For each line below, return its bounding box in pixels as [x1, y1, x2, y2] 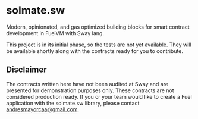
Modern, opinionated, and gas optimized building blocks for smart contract [6, 23, 190, 30]
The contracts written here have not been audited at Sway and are [6, 80, 168, 87]
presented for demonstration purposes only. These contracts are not [6, 87, 174, 94]
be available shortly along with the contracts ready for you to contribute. [6, 47, 183, 54]
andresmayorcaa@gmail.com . [6, 105, 79, 113]
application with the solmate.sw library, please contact [6, 99, 140, 107]
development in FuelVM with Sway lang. [6, 29, 104, 36]
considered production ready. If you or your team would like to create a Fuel [6, 93, 192, 100]
